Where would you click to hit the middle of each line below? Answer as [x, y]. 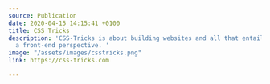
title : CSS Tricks [39, 30]
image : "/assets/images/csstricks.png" [75, 53]
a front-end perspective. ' [63, 46]
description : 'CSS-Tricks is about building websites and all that [124, 38]
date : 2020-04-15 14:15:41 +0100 [64, 23]
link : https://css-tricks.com [59, 61]
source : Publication [43, 16]
